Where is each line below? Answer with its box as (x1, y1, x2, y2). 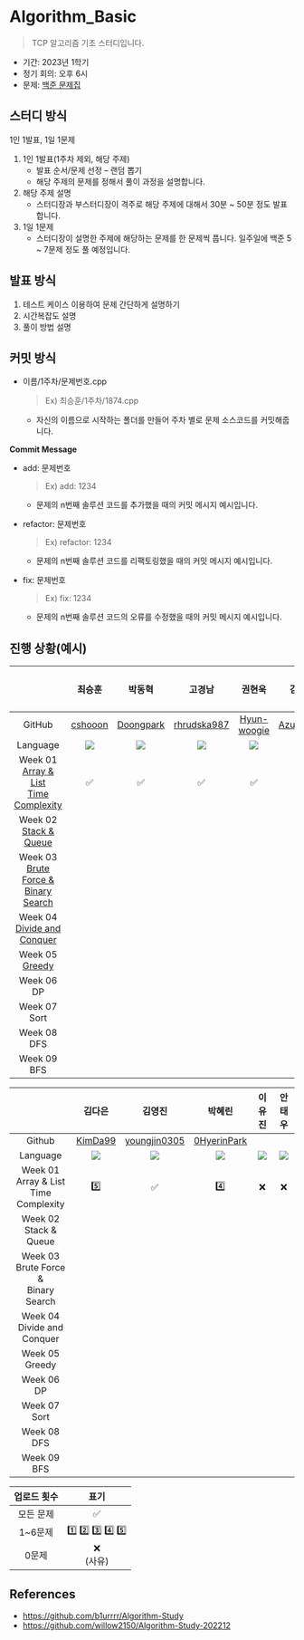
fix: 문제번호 (22, 575, 66, 586)
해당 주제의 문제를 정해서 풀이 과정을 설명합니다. (35, 176, 205, 187)
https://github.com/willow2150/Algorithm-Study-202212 (22, 1620, 231, 1631)
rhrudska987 (173, 718, 230, 731)
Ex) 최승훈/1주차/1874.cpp (44, 396, 139, 407)
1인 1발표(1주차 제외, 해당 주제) (22, 153, 130, 164)
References (9, 1587, 76, 1602)
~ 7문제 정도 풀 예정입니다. (35, 244, 131, 254)
